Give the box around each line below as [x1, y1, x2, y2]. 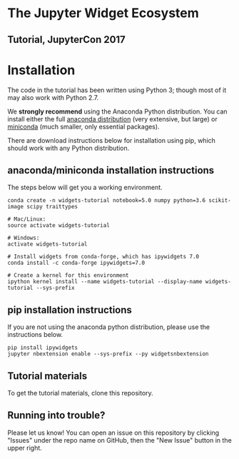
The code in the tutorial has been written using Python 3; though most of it [7, 86, 227, 94]
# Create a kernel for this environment [7, 272, 130, 279]
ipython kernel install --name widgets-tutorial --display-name [7, 278, 203, 286]
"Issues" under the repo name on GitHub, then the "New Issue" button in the [7, 435, 232, 444]
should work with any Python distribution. [7, 143, 130, 152]
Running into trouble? [7, 409, 106, 422]
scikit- [208, 197, 232, 204]
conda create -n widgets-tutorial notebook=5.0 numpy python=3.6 [7, 197, 205, 204]
